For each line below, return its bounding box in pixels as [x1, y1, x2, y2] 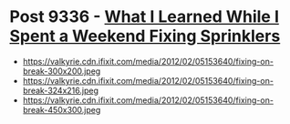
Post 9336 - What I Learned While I [9, 6, 280, 27]
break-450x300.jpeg [22, 104, 101, 115]
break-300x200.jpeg [22, 66, 101, 77]
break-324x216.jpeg [22, 85, 98, 96]
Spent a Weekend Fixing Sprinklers [9, 26, 281, 46]
